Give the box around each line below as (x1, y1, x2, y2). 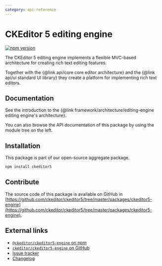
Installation (5, 141, 40, 150)
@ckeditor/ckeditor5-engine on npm (12, 239, 87, 245)
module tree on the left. (5, 127, 53, 133)
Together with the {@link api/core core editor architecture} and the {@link (5, 69, 155, 75)
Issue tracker (12, 250, 40, 256)
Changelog (12, 255, 35, 261)
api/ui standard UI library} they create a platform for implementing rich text (5, 75, 157, 81)
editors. (5, 80, 21, 86)
